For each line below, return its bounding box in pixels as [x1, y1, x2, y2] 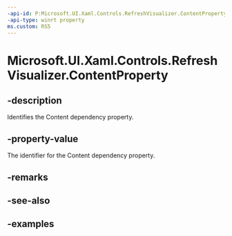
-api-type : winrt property [7, 17, 85, 23]
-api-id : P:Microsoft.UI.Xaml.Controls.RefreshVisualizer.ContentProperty [7, 10, 227, 17]
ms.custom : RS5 [7, 23, 51, 30]
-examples [7, 218, 55, 230]
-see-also [7, 195, 50, 206]
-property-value [7, 132, 79, 145]
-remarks [7, 171, 48, 183]
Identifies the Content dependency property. [7, 113, 134, 121]
